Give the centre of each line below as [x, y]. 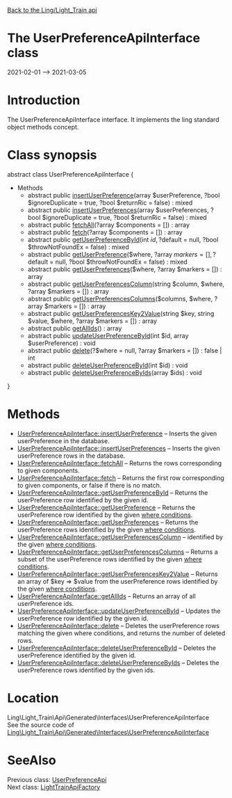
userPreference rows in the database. [71, 456]
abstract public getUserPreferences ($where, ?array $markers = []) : [125, 269]
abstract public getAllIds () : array [75, 328]
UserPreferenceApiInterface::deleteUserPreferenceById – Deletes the [117, 648]
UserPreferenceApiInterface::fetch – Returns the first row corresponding [121, 478]
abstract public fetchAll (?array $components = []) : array [108, 225]
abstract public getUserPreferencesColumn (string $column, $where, [126, 284]
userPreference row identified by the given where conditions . [105, 515]
